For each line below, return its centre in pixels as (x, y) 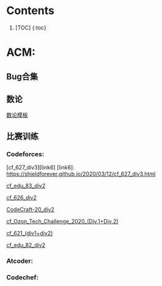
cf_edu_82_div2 (26, 245)
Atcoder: (20, 261)
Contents (31, 11)
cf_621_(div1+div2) (30, 233)
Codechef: (22, 277)
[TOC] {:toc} (31, 28)
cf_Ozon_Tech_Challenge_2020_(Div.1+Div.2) (62, 222)
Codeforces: (25, 154)
